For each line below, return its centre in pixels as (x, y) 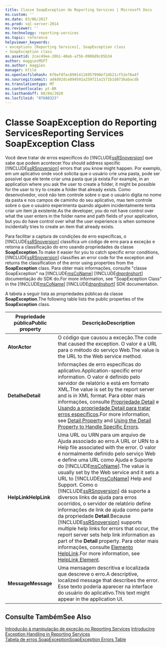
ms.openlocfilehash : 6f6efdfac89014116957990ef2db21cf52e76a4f (72, 75)
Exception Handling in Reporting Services (48, 634)
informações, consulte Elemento (95, 547)
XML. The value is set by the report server (106, 389)
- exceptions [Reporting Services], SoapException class (65, 47)
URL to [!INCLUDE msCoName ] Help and (105, 479)
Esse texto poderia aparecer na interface (105, 587)
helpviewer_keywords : (28, 42)
